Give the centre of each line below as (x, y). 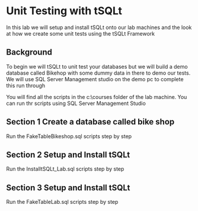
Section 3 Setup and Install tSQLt (68, 188)
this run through (26, 85)
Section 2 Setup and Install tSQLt (68, 154)
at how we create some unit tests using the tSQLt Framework (81, 33)
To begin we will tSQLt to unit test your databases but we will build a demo (97, 66)
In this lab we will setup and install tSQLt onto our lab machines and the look (99, 27)
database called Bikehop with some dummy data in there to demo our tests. (98, 73)
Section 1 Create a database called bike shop (90, 122)
